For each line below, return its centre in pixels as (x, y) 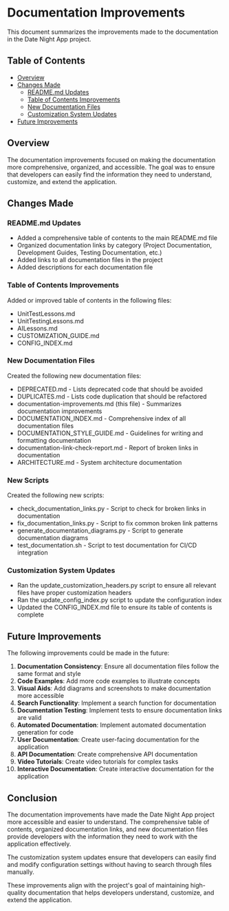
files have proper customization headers (74, 593)
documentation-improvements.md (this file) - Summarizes (99, 403)
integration (32, 552)
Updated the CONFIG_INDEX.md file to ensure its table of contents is (115, 608)
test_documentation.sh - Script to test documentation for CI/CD (107, 545)
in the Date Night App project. (49, 39)
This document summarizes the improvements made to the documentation (113, 32)
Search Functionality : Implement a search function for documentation (117, 703)
